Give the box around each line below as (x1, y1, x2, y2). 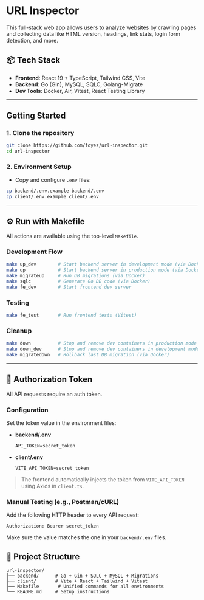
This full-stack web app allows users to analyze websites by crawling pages (6, 24, 197, 31)
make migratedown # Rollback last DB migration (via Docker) (6, 351, 170, 357)
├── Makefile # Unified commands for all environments (6, 584, 165, 590)
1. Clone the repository (6, 129, 75, 137)
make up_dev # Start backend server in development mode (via (6, 261, 186, 267)
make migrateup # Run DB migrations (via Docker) (6, 273, 146, 279)
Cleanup (6, 326, 32, 335)
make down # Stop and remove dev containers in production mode (6, 340, 197, 347)
